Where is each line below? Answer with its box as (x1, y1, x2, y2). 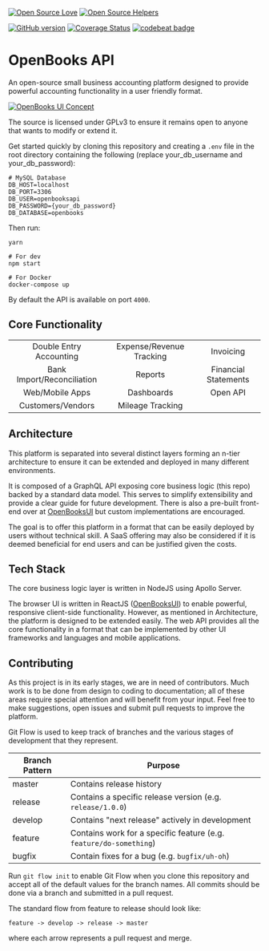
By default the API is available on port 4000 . (8, 294, 151, 304)
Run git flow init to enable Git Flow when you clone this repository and (8, 871, 250, 881)
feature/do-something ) (70, 838, 156, 849)
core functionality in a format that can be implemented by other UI (8, 625, 227, 634)
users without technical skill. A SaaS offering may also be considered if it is (8, 530, 256, 540)
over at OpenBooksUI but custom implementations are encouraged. (22, 506, 246, 516)
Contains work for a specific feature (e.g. (70, 828, 225, 839)
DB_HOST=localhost (8, 180, 70, 188)
